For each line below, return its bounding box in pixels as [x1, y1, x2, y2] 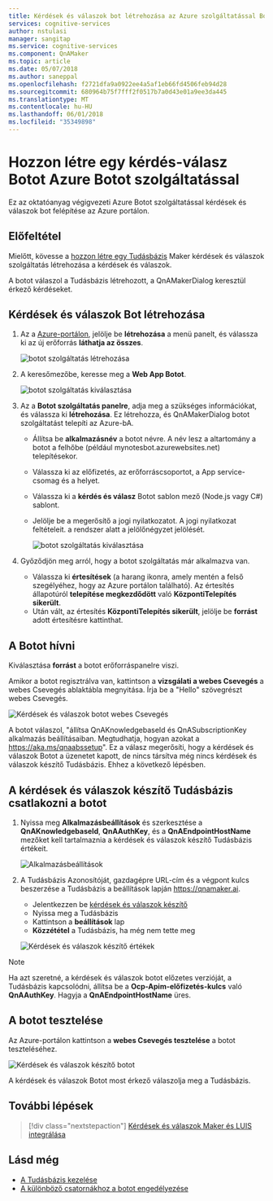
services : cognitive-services [8, 20, 111, 28]
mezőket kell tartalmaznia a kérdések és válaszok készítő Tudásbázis [19, 835, 253, 845]
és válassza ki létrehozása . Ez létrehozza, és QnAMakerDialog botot [19, 410, 250, 419]
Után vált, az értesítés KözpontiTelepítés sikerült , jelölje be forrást [32, 607, 258, 616]
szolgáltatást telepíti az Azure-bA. [19, 419, 134, 428]
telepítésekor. [32, 451, 79, 461]
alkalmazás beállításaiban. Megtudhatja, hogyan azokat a [8, 734, 200, 743]
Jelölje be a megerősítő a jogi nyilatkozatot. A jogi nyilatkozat [32, 516, 237, 526]
